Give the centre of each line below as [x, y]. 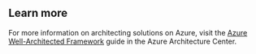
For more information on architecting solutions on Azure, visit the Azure [128, 32]
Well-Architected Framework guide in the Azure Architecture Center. [123, 41]
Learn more [38, 13]
